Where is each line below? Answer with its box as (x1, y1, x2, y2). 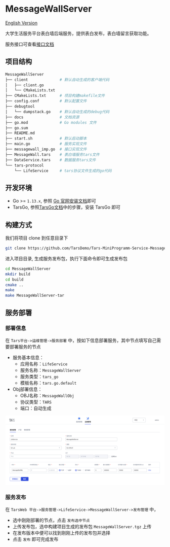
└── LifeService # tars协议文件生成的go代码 (14, 168, 112, 173)
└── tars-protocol (5, 163, 44, 168)
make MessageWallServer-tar (5, 293, 65, 298)
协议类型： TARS (20, 399, 52, 405)
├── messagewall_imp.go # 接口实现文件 (5, 147, 87, 152)
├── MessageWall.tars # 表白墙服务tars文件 (5, 152, 100, 157)
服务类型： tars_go (20, 373, 59, 380)
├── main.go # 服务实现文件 (5, 142, 87, 147)
